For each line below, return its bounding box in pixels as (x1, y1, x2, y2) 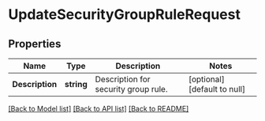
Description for (95, 74, 151, 85)
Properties (8, 37, 62, 51)
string (64, 79, 88, 89)
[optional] (188, 74, 225, 85)
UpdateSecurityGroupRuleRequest (8, 6, 241, 24)
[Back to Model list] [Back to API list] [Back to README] (8, 104, 189, 113)
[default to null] (188, 84, 246, 94)
